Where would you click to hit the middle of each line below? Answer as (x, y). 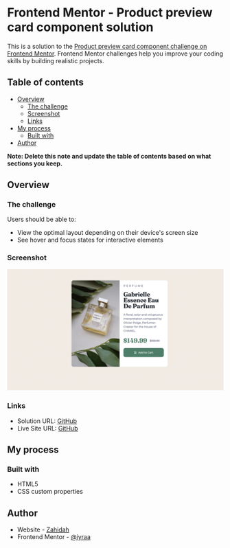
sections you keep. (35, 163)
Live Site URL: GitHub (47, 428)
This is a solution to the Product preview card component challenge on (107, 46)
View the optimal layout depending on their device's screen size (107, 233)
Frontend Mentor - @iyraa (54, 537)
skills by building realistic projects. (56, 60)
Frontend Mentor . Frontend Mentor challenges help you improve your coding (115, 54)
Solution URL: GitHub (47, 421)
